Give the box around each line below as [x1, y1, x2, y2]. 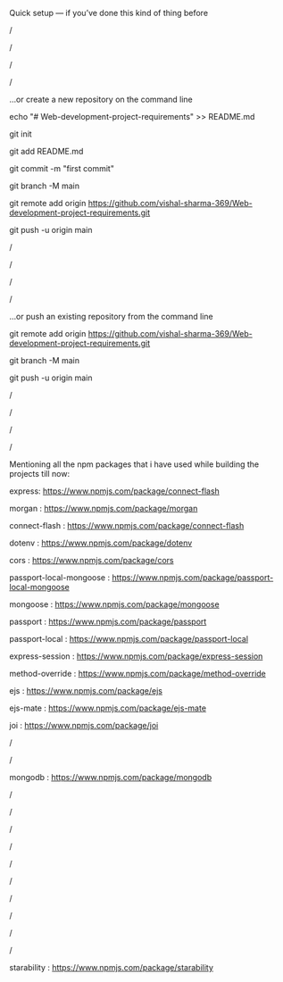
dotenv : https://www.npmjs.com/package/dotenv [9, 537, 193, 548]
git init [9, 129, 33, 139]
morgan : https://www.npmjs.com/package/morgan [9, 503, 198, 513]
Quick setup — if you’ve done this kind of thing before [9, 8, 208, 18]
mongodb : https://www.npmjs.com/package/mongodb [9, 772, 212, 782]
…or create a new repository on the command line [9, 94, 194, 104]
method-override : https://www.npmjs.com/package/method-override [9, 669, 266, 678]
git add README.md [9, 146, 84, 156]
